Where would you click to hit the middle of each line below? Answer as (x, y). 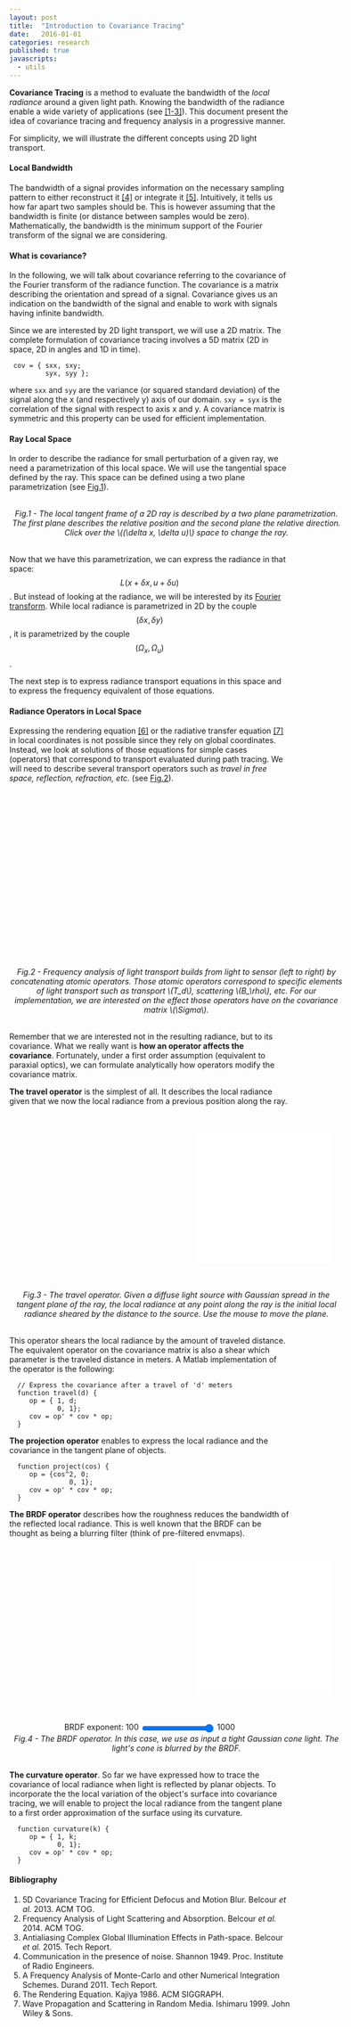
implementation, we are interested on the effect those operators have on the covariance (176, 1001)
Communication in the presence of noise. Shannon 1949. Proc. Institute (152, 1956)
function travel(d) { (57, 1394)
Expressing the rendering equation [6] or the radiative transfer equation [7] (147, 731)
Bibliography (33, 1880)
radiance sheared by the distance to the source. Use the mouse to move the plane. (176, 1314)
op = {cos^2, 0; (59, 1475)
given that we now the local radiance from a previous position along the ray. (148, 1101)
